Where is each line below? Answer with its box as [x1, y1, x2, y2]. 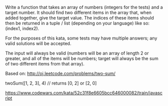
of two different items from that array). [5, 61, 85, 66]
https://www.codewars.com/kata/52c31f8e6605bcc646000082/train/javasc [5, 90, 163, 95]
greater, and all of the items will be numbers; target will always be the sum [5, 55, 159, 61]
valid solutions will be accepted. [5, 40, 72, 46]
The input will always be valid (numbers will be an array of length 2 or [5, 50, 149, 56]
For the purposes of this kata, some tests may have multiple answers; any [5, 35, 157, 41]
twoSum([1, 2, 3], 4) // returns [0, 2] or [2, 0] [5, 80, 97, 86]
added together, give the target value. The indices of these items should [5, 15, 154, 20]
